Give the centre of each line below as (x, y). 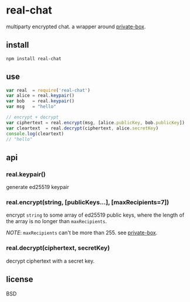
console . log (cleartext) (35, 134)
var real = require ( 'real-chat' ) (48, 90)
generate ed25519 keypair (38, 187)
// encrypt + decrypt (33, 117)
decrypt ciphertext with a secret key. (50, 261)
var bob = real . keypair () (40, 101)
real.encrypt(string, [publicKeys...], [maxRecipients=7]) (88, 203)
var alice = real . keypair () (40, 96)
